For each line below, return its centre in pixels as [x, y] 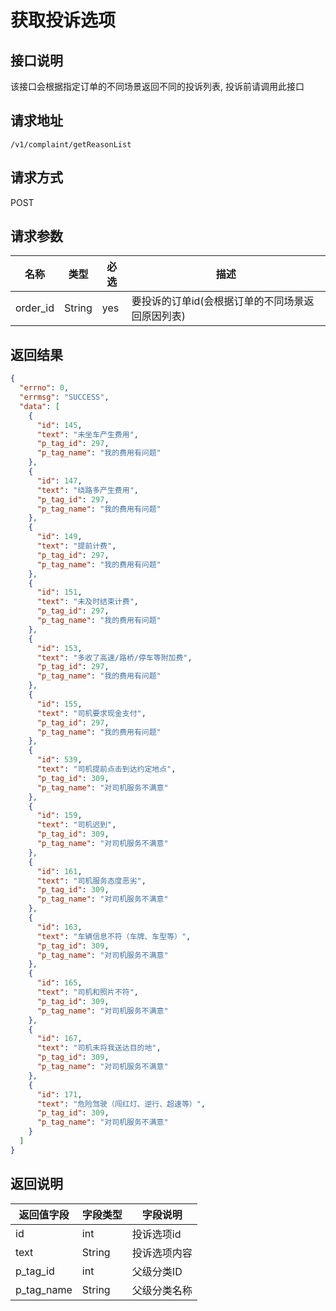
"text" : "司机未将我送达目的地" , [99, 1048]
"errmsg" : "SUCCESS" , [64, 397]
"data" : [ [39, 406]
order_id [35, 308]
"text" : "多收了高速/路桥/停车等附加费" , [114, 657]
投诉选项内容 [162, 1253]
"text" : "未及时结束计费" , [87, 602]
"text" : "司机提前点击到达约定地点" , [106, 769]
